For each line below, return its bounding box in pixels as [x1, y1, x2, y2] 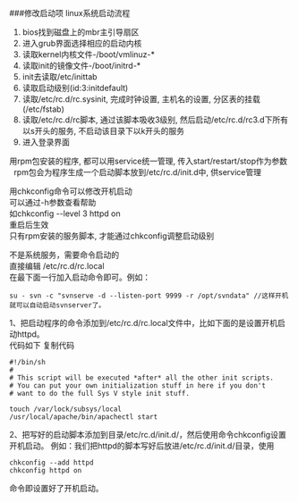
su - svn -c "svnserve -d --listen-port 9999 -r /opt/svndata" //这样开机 [9, 291, 289, 300]
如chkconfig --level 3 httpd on [9, 208, 121, 219]
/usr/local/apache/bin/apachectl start [9, 413, 158, 422]
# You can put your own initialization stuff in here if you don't [9, 381, 267, 390]
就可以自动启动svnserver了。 [9, 301, 106, 310]
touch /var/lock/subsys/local [9, 405, 123, 414]
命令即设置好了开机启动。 [9, 483, 104, 493]
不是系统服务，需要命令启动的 [9, 249, 119, 260]
